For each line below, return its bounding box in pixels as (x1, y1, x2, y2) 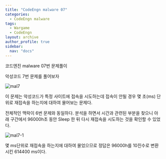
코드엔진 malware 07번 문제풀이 (5, 63, 68, 69)
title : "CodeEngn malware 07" (5, 7, 68, 12)
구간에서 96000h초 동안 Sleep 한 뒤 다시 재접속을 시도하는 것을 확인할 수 (10, 116, 152, 122)
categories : (5, 12, 30, 17)
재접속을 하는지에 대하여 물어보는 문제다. (14, 99, 93, 105)
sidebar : (5, 44, 23, 49)
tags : (5, 21, 16, 26)
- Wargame (9, 26, 30, 31)
